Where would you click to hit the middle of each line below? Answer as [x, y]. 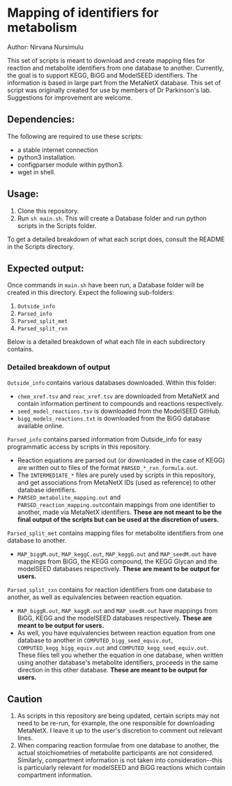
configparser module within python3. [70, 165]
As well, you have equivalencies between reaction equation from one [116, 633]
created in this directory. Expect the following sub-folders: [91, 293]
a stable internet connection [57, 150]
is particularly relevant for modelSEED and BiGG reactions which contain [121, 768]
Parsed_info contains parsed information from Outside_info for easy [105, 439]
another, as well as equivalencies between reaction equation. [95, 597]
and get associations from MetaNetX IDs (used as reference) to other [116, 482]
